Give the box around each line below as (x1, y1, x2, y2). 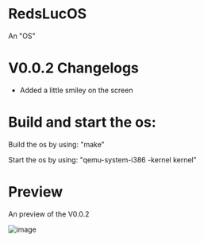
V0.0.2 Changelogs (8, 59, 139, 77)
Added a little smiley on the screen (19, 85, 133, 95)
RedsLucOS (8, 5, 87, 23)
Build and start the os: (8, 113, 156, 131)
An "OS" (8, 31, 36, 41)
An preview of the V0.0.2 (8, 209, 90, 219)
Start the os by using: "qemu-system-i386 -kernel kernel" (8, 154, 197, 164)
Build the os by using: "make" (8, 139, 105, 149)
